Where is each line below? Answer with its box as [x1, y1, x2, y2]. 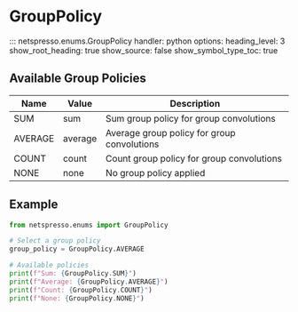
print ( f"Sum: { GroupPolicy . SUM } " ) [9, 269, 137, 278]
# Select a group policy [9, 236, 101, 245]
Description [169, 97, 221, 109]
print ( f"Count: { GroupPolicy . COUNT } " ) [9, 285, 153, 294]
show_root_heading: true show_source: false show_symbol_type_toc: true [9, 44, 278, 55]
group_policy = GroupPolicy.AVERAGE [9, 244, 145, 254]
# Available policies [9, 260, 90, 270]
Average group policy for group [105, 126, 237, 139]
